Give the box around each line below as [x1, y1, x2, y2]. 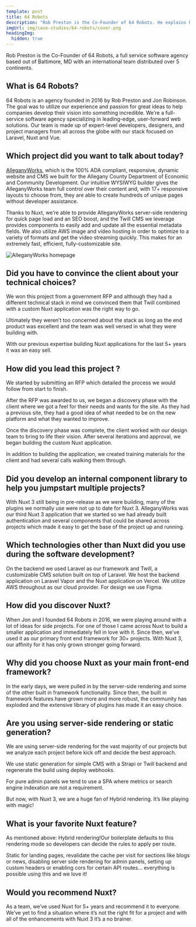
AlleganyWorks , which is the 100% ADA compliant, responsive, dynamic [6, 166, 179, 173]
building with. [6, 329, 39, 337]
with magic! [6, 802, 34, 809]
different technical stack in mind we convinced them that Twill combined [6, 299, 180, 306]
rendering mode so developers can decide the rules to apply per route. [6, 840, 176, 847]
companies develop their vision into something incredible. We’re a [6, 109, 164, 116]
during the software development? [6, 550, 135, 559]
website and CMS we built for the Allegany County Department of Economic [6, 173, 189, 180]
